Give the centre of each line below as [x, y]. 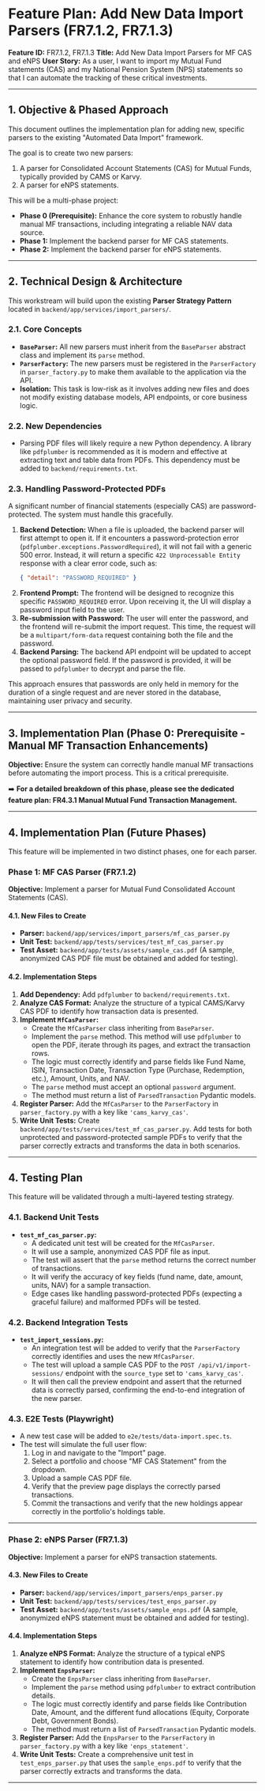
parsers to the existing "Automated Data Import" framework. [106, 137]
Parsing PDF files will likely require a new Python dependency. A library [135, 443]
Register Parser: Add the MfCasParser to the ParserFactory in [119, 1104]
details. [43, 1696]
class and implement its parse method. [82, 355]
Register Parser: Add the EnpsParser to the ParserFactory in [117, 1738]
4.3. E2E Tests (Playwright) [61, 1418]
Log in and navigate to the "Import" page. [99, 1453]
